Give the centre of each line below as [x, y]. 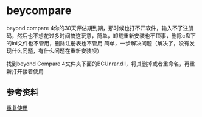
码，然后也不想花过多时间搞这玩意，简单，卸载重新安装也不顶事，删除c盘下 [101, 35]
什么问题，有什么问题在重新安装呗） [57, 51]
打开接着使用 [27, 71]
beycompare [39, 11]
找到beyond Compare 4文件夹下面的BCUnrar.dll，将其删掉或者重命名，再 [98, 64]
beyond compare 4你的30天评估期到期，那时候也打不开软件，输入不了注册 [100, 28]
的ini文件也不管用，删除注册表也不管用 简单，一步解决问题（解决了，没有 [98, 43]
